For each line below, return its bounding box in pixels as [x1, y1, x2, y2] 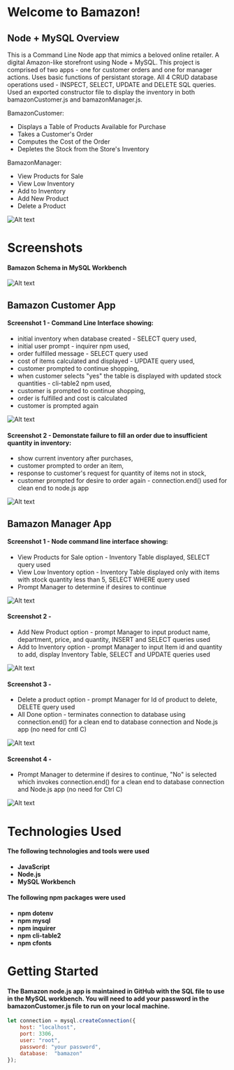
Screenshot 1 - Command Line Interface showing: [7, 319, 154, 327]
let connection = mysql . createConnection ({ [7, 1017, 136, 1024]
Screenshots [7, 240, 83, 256]
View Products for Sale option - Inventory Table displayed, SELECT [17, 553, 210, 561]
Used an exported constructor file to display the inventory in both [7, 88, 196, 96]
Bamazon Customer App [7, 299, 117, 311]
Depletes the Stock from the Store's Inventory [17, 145, 149, 153]
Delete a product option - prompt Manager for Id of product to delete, [17, 695, 218, 704]
